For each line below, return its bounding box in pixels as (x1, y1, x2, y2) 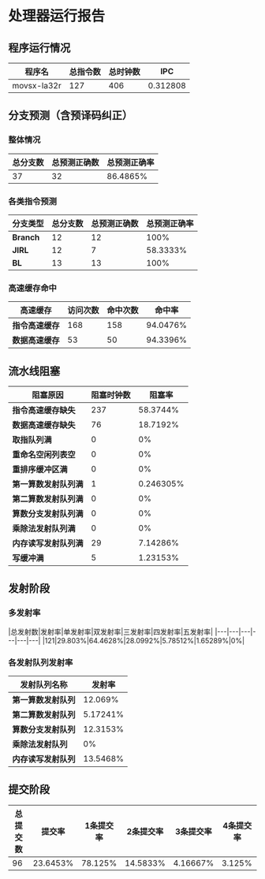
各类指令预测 (8, 196, 58, 207)
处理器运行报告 (8, 7, 106, 25)
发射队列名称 (20, 680, 69, 691)
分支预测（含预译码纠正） (8, 109, 132, 122)
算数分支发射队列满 (12, 508, 84, 520)
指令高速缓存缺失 (12, 405, 77, 416)
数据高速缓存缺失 (12, 419, 77, 430)
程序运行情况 (8, 41, 71, 54)
